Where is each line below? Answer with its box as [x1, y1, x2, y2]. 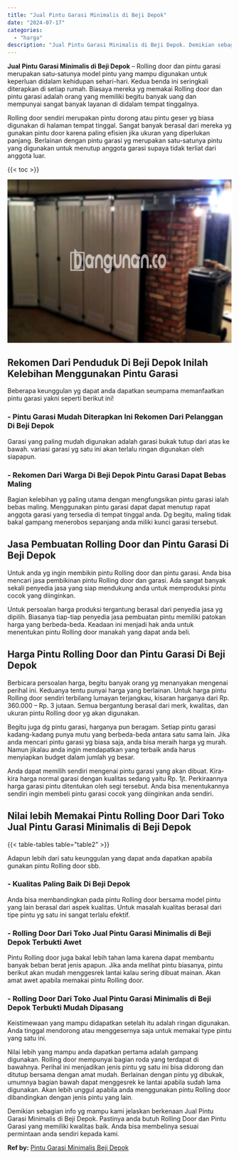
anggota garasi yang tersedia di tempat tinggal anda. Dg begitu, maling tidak [7, 510, 232, 519]
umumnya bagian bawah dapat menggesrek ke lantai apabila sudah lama [7, 1078, 221, 1086]
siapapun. [7, 452, 37, 461]
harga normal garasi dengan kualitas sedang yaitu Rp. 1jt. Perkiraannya [20, 774, 228, 783]
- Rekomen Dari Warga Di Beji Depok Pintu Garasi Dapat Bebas [7, 470, 226, 480]
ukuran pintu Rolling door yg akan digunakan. [7, 709, 140, 717]
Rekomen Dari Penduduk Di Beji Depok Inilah [7, 357, 208, 369]
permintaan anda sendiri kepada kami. [7, 1130, 119, 1138]
